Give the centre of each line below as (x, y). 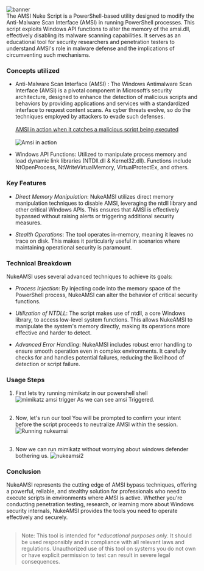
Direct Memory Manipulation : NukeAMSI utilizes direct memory (94, 196)
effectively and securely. (37, 517)
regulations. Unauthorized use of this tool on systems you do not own (108, 549)
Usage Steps (26, 380)
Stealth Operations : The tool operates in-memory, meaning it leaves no (104, 234)
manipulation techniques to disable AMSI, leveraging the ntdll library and (106, 203)
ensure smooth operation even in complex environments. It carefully (101, 351)
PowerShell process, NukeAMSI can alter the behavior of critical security (106, 295)
